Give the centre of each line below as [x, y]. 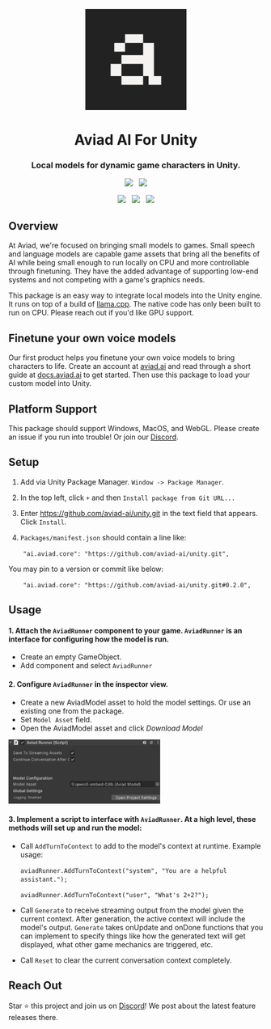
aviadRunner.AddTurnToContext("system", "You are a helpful [123, 870]
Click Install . [43, 522]
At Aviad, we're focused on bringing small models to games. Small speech [132, 246]
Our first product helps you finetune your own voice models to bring [122, 358]
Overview [34, 226]
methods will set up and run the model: [75, 828]
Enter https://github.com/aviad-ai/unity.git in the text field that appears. [139, 513]
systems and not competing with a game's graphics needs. [107, 280]
